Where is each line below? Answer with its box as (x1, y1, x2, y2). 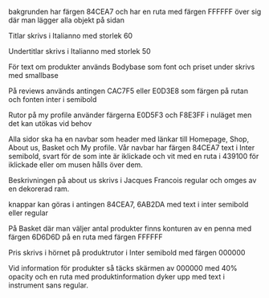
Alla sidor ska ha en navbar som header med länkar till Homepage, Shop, (8, 134, 250, 144)
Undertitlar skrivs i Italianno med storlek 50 (8, 47, 151, 55)
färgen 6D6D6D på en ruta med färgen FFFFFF (8, 232, 163, 242)
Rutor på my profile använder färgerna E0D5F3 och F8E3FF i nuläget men (8, 110, 252, 120)
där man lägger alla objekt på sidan (8, 15, 124, 25)
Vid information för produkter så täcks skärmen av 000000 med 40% (8, 263, 238, 272)
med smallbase (8, 71, 59, 80)
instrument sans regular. (8, 280, 88, 290)
